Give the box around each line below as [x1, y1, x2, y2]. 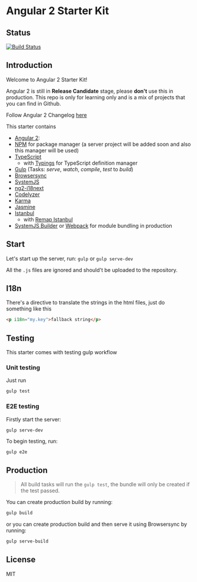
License [6, 555, 36, 565]
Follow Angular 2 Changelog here [6, 111, 87, 119]
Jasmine [14, 203, 36, 210]
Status [6, 28, 31, 38]
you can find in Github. [6, 100, 61, 107]
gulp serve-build [6, 538, 49, 544]
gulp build [6, 510, 33, 516]
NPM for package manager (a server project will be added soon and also [14, 140, 191, 148]
